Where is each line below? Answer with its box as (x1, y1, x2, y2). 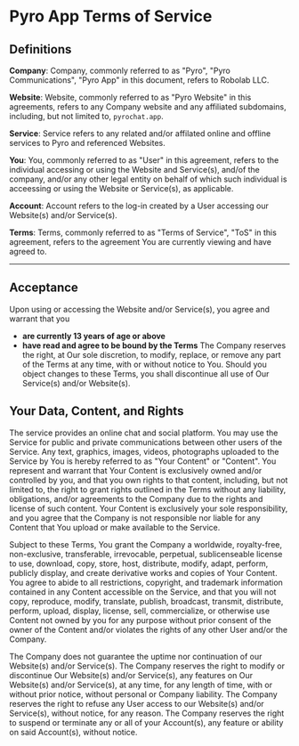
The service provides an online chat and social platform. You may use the (9, 427, 279, 438)
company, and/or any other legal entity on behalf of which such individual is (9, 174, 287, 184)
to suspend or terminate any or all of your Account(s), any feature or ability (9, 717, 284, 727)
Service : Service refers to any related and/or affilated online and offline (9, 128, 271, 139)
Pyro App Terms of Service (9, 6, 213, 27)
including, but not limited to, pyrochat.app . (9, 111, 164, 121)
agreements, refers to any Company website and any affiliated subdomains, (9, 101, 287, 112)
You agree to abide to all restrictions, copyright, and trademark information (9, 577, 283, 588)
